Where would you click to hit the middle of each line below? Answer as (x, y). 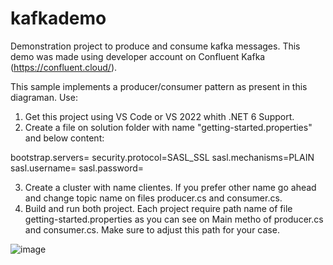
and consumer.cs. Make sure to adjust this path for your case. (152, 229)
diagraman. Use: (44, 97)
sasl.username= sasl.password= (77, 168)
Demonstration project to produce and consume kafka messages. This (155, 46)
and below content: (64, 138)
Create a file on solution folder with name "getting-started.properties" (168, 127)
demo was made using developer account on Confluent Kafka (138, 56)
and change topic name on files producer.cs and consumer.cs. (153, 198)
